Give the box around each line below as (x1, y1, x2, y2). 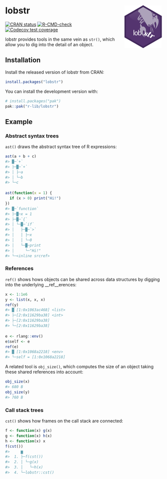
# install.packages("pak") (5, 98, 61, 104)
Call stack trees (5, 407, 44, 413)
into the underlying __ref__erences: (5, 281, 77, 287)
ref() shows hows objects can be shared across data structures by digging (5, 276, 160, 282)
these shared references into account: (5, 369, 83, 375)
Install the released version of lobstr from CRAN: (5, 69, 104, 75)
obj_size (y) (5, 390, 30, 395)
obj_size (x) (5, 379, 30, 384)
